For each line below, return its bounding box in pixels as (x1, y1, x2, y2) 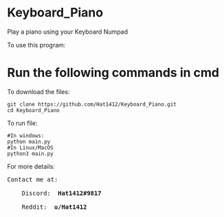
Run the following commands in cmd (7, 65, 220, 80)
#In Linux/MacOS (7, 144, 54, 151)
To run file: (7, 119, 38, 127)
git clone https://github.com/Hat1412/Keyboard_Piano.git (7, 101, 177, 108)
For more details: (7, 162, 55, 170)
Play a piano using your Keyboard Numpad (7, 27, 128, 36)
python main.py (7, 138, 51, 145)
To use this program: (7, 41, 66, 49)
